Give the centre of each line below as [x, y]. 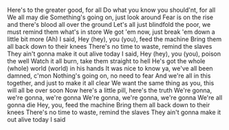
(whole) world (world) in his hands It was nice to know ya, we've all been [110, 68]
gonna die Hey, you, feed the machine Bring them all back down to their [109, 105]
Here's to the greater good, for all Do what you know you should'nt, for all [111, 10]
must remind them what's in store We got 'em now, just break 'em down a [111, 32]
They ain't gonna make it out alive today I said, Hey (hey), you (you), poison [114, 54]
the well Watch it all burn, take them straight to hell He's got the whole [106, 61]
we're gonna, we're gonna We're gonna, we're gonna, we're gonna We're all [115, 98]
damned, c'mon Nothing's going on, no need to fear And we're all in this [109, 76]
